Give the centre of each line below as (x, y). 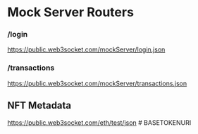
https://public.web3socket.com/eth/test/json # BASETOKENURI (99, 122)
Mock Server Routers (70, 12)
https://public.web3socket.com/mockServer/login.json (86, 49)
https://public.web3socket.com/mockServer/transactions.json (97, 83)
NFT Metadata (39, 105)
